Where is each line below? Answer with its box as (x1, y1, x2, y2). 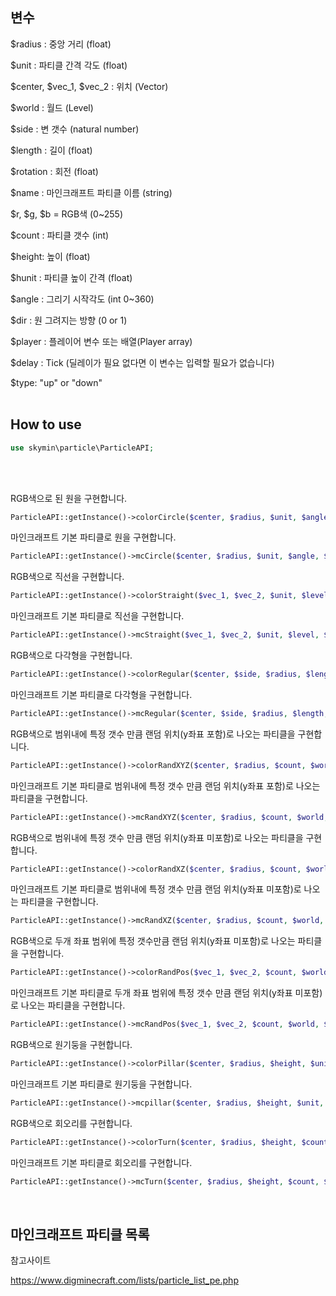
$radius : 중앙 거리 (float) (10, 38, 112, 50)
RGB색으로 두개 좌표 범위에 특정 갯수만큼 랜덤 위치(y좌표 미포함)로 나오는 (10, 935, 296, 947)
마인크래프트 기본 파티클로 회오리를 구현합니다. (10, 1156, 193, 1168)
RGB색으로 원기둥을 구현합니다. (10, 1039, 133, 1050)
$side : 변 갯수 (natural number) (10, 123, 140, 135)
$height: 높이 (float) (10, 250, 91, 262)
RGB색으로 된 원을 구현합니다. (10, 492, 128, 504)
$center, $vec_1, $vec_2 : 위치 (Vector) (10, 80, 169, 92)
